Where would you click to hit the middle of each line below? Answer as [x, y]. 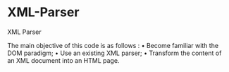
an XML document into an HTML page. [63, 60]
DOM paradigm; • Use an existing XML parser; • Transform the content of [114, 53]
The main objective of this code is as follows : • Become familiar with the [113, 45]
